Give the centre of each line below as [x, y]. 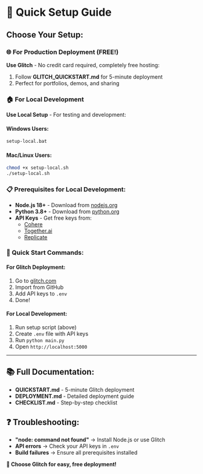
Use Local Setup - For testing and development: [66, 115]
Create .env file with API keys [52, 334]
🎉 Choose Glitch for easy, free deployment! [61, 464]
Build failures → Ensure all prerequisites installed [76, 453]
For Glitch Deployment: [36, 267]
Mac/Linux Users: [29, 155]
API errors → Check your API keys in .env [67, 446]
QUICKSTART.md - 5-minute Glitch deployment [75, 389]
